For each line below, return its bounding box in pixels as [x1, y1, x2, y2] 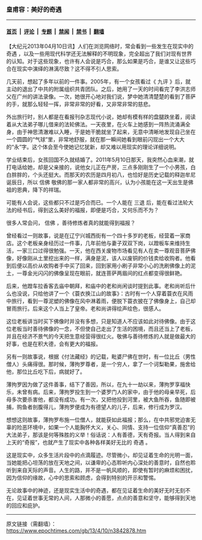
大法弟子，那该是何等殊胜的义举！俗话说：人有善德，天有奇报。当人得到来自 [6, 431, 196, 438]
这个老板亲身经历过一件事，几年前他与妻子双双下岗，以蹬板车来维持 [16, 239, 185, 247]
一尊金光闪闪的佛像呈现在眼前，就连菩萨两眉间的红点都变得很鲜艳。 [16, 269, 185, 277]
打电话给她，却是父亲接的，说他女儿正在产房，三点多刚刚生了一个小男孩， [6, 164, 191, 171]
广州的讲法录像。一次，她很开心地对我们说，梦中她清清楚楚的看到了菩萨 [16, 93, 196, 100]
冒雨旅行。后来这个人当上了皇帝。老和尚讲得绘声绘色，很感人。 [6, 305, 164, 312]
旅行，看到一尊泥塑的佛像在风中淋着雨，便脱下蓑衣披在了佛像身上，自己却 [11, 297, 196, 304]
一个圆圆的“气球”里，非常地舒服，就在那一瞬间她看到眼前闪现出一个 [6, 135, 174, 143]
